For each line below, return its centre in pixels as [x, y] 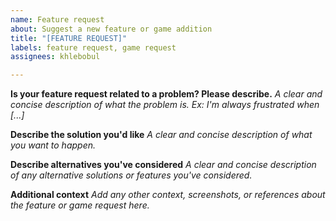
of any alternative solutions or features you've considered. [131, 175]
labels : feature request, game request [93, 47]
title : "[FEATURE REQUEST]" [69, 38]
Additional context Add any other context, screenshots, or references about [168, 195]
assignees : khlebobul [55, 57]
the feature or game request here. [80, 205]
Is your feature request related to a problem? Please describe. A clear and [166, 94]
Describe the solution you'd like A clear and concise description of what [161, 135]
